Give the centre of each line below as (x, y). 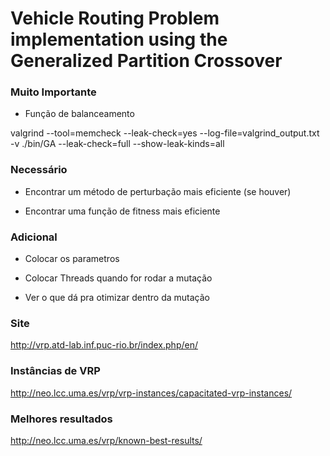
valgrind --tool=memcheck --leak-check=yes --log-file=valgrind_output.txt (165, 133)
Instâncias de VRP (55, 371)
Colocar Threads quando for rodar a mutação (118, 278)
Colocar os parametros (72, 259)
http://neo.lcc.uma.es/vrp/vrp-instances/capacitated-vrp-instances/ (151, 393)
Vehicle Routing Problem (115, 18)
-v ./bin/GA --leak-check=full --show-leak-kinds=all (117, 144)
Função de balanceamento (79, 114)
